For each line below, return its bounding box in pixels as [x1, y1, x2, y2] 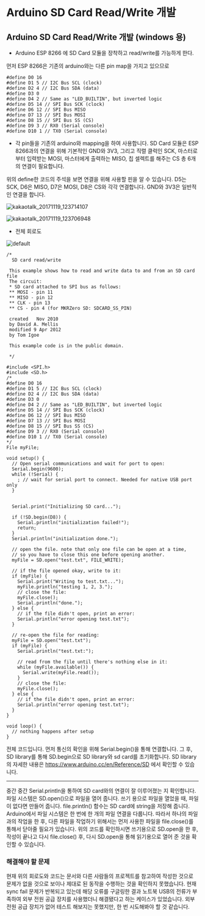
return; [17, 525, 37, 531]
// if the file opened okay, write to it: [12, 568, 121, 574]
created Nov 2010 [9, 316, 59, 322]
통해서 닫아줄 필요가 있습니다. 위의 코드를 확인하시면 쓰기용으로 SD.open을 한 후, [6, 825, 198, 833]
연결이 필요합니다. [21, 163, 65, 170]
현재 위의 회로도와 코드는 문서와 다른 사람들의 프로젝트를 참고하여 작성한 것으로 [6, 873, 194, 880]
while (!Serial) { [12, 471, 59, 478]
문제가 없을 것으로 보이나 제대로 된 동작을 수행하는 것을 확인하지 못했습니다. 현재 [6, 880, 197, 888]
